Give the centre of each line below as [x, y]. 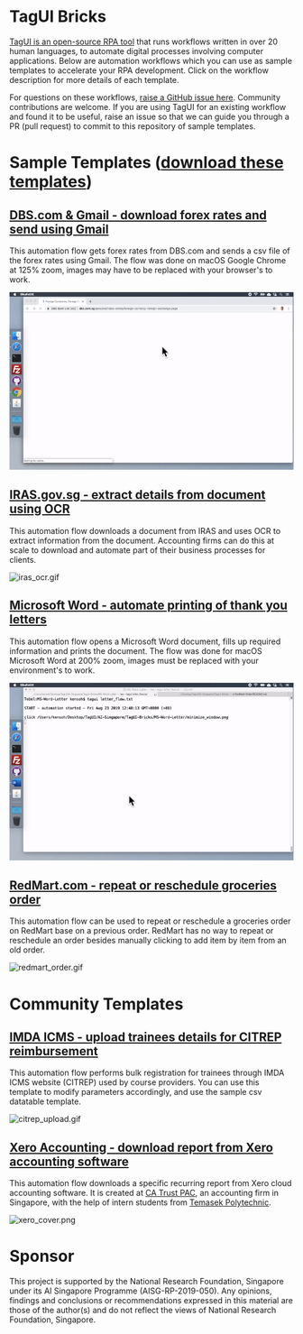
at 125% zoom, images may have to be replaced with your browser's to [141, 270]
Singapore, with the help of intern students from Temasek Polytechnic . [141, 1202]
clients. [23, 559]
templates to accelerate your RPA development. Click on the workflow [139, 70]
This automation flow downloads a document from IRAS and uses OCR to [145, 530]
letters [28, 620]
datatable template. [45, 1101]
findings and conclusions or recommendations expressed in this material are [151, 1301]
